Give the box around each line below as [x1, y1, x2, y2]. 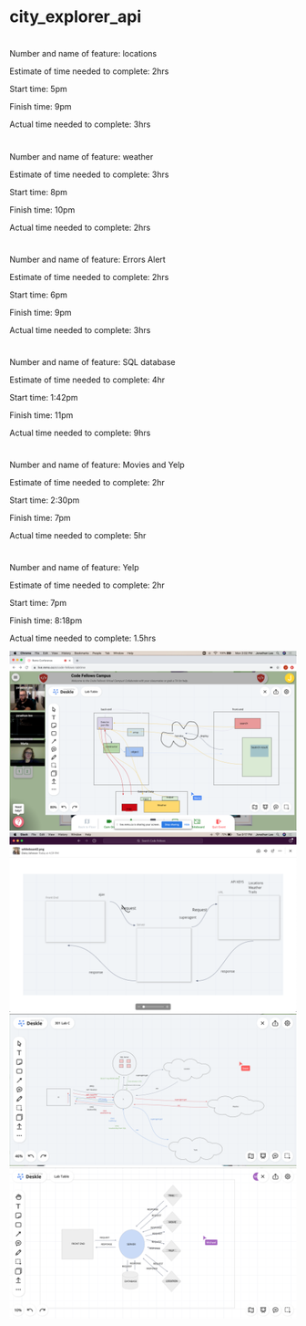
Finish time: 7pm [9, 513, 71, 524]
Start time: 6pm [9, 289, 68, 300]
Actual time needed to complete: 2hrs [9, 222, 151, 233]
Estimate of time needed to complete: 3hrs [9, 169, 169, 180]
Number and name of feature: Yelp [9, 562, 139, 573]
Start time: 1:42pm [9, 392, 79, 402]
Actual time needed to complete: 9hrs [9, 427, 151, 438]
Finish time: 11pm [9, 409, 74, 421]
